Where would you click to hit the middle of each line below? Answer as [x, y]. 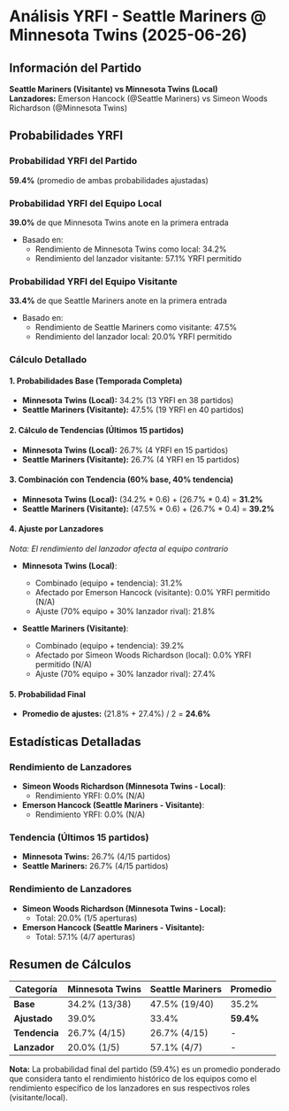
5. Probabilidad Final [48, 694]
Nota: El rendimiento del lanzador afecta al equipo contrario [119, 549]
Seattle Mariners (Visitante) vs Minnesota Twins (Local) [114, 89]
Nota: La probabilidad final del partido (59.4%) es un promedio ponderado [145, 1069]
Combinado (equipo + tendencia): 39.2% [110, 646]
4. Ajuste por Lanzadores [57, 529]
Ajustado [33, 1019]
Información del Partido [76, 68]
